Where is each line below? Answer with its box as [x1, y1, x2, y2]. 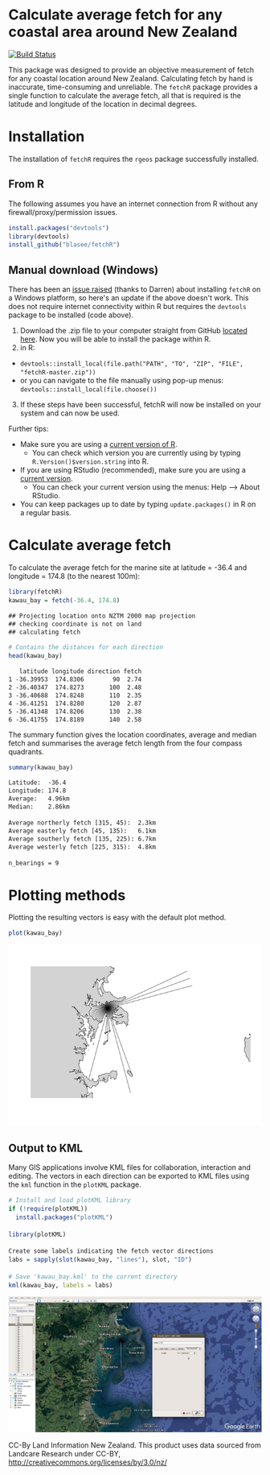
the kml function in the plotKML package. [8, 1180, 142, 1189]
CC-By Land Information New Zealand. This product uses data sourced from [8, 1440, 261, 1450]
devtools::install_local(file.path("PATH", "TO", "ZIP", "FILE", [19, 360, 243, 368]
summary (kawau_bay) [8, 763, 74, 771]
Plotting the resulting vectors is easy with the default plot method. [8, 912, 227, 923]
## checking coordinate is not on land [8, 620, 142, 628]
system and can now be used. [19, 408, 121, 418]
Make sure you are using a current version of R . [19, 440, 178, 449]
